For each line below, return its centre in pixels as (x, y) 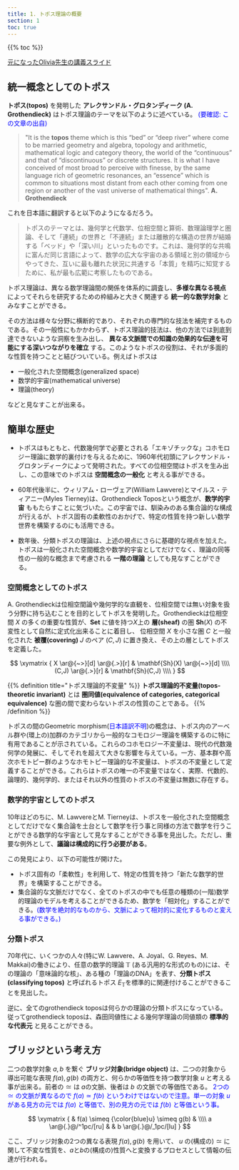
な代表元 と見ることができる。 (52, 1025)
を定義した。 (26, 649)
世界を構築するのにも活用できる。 (68, 525)
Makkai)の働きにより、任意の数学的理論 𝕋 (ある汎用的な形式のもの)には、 (116, 965)
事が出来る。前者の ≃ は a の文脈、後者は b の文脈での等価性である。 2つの (118, 1087)
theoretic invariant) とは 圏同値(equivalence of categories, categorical (113, 695)
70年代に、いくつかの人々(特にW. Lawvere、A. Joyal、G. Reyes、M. (108, 955)
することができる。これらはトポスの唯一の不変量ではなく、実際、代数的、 (123, 770)
